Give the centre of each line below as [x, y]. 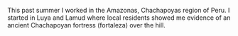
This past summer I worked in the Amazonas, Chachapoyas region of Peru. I [119, 10]
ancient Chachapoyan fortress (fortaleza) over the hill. [86, 25]
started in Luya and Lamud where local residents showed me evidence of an [119, 18]
